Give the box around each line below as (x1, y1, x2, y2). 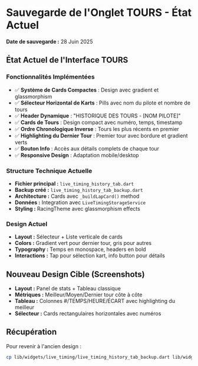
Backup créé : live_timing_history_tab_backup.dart (14, 186, 143, 193)
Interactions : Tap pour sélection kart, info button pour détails (14, 252, 165, 259)
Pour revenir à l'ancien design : (6, 342, 81, 349)
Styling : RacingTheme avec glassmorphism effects (14, 205, 140, 212)
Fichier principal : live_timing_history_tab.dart (14, 180, 134, 187)
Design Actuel (6, 220, 48, 228)
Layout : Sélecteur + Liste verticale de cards (14, 233, 123, 240)
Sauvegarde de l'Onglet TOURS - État (6, 6, 192, 19)
